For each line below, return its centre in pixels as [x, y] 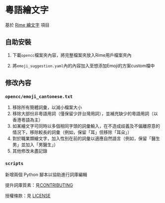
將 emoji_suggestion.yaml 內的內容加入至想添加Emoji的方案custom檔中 [83, 66]
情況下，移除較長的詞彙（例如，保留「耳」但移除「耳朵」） [72, 132]
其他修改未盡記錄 [30, 151]
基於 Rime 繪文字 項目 [27, 25]
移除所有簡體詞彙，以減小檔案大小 [47, 107]
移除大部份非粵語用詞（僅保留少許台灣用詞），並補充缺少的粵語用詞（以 [85, 114]
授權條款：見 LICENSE [28, 196]
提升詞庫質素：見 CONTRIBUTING [39, 185]
